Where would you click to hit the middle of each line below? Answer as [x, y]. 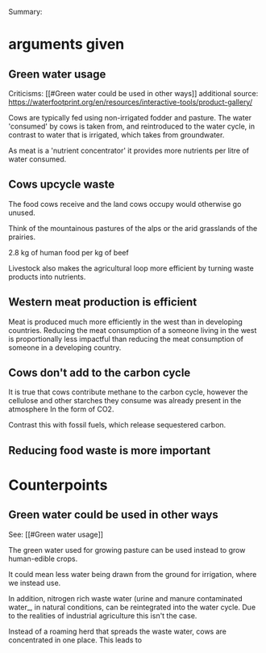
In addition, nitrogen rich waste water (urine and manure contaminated [126, 598]
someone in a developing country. [65, 348]
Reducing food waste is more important [110, 451]
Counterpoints [58, 485]
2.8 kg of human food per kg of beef [69, 252]
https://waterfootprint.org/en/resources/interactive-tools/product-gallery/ [130, 102]
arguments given [66, 44]
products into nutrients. [47, 276]
